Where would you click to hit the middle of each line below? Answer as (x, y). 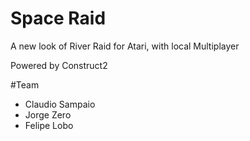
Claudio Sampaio (60, 104)
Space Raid (58, 18)
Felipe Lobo (49, 125)
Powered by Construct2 (59, 65)
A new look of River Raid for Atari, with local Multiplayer (125, 46)
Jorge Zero (48, 114)
